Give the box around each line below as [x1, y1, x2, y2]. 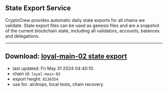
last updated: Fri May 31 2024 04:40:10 [12, 65, 93, 71]
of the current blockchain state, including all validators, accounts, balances [5, 27, 160, 34]
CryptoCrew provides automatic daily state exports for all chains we [5, 17, 145, 23]
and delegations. [5, 33, 40, 39]
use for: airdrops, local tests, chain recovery [12, 81, 103, 87]
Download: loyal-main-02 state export [5, 52, 127, 61]
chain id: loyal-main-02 [12, 71, 61, 77]
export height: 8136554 [12, 76, 58, 82]
